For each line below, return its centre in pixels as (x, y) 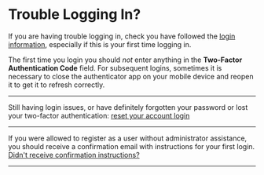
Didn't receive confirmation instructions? (74, 155)
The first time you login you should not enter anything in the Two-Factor (125, 60)
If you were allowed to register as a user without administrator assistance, (128, 138)
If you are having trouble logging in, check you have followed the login (122, 36)
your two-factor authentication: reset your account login (99, 115)
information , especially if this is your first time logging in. (100, 44)
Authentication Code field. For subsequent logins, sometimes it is (115, 67)
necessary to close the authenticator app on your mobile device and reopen (131, 76)
